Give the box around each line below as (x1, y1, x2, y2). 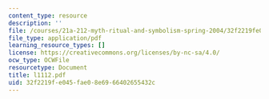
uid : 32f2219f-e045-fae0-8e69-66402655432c (8, 78, 156, 86)
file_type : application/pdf (8, 34, 102, 42)
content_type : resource (8, 11, 88, 20)
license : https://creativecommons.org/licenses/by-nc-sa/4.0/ (8, 49, 220, 57)
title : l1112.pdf (8, 71, 66, 79)
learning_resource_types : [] (8, 42, 106, 49)
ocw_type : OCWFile (8, 57, 70, 65)
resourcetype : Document (8, 64, 88, 72)
